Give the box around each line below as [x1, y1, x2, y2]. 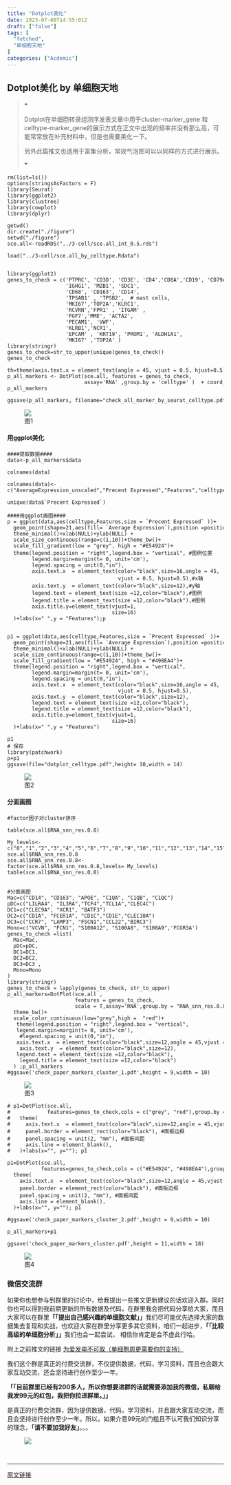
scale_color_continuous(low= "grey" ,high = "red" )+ [13, 1015, 165, 1022]
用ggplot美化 [7, 434, 45, 442]
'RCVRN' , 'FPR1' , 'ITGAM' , [65, 306, 146, 313]
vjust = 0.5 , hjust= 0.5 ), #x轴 [118, 575, 203, 582]
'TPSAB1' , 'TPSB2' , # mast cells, [65, 294, 170, 302]
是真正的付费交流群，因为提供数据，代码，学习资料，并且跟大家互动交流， [7, 1406, 218, 1415]
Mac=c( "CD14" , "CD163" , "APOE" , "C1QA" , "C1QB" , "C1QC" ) [7, 894, 174, 901]
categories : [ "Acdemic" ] [7, 55, 78, 62]
